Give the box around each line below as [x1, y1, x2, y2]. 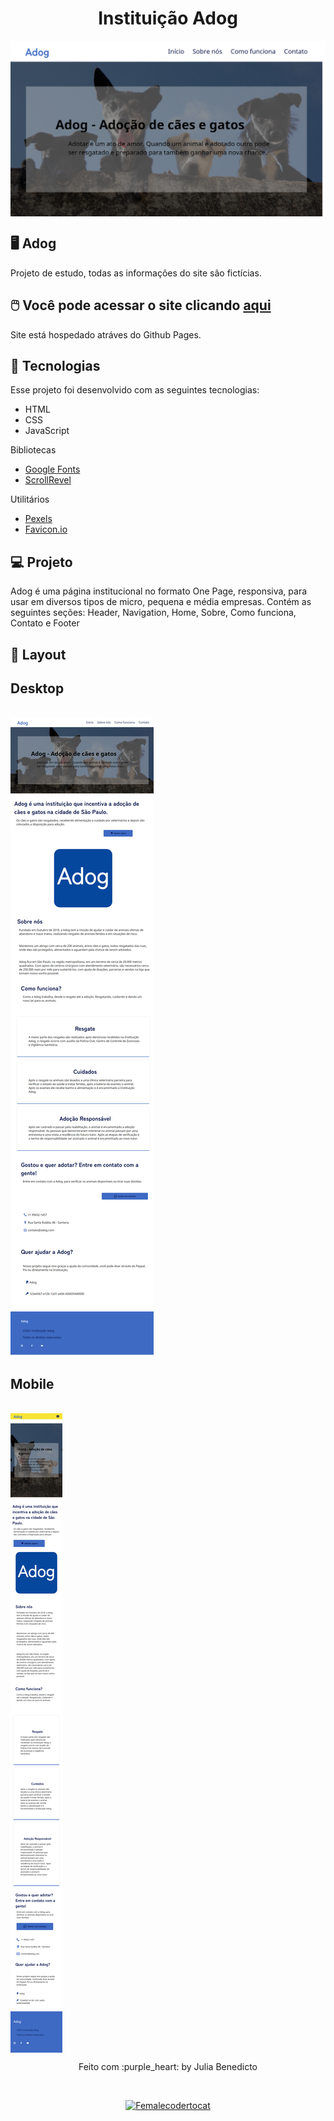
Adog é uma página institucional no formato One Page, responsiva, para [10, 585, 308, 597]
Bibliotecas [10, 444, 57, 456]
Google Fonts [24, 463, 81, 476]
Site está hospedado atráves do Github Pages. [10, 328, 202, 341]
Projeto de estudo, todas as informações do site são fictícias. [10, 267, 262, 279]
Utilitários [10, 493, 50, 506]
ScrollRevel [24, 474, 72, 486]
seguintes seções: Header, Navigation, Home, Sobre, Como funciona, [10, 607, 297, 619]
